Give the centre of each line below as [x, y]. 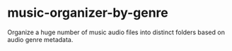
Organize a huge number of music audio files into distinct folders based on [116, 32]
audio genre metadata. [40, 39]
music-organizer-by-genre [88, 13]
